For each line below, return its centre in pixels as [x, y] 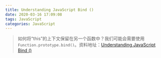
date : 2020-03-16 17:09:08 [34, 14]
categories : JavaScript [30, 24]
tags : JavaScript [24, 19]
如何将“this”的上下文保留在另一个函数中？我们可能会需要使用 [81, 38]
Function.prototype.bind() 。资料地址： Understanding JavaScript [87, 45]
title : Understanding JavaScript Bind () [50, 10]
